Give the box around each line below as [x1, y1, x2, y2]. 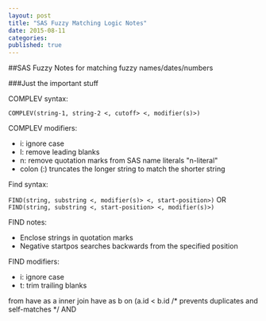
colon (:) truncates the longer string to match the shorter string [19, 164, 226, 174]
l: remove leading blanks [19, 147, 100, 157]
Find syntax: [8, 180, 49, 190]
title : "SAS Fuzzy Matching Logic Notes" [8, 19, 148, 27]
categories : [8, 33, 48, 42]
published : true [8, 41, 62, 49]
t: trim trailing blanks [19, 280, 87, 291]
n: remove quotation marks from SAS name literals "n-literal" [19, 156, 218, 166]
